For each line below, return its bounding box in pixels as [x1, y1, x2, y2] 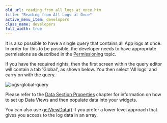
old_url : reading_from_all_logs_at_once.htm [5, 7, 101, 13]
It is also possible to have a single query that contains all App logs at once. [5, 40, 162, 46]
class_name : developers [5, 21, 56, 27]
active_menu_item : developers [5, 17, 70, 22]
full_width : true [5, 26, 42, 32]
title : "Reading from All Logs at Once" [5, 12, 93, 17]
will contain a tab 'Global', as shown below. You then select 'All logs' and [5, 67, 157, 73]
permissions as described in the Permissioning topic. [5, 51, 116, 57]
